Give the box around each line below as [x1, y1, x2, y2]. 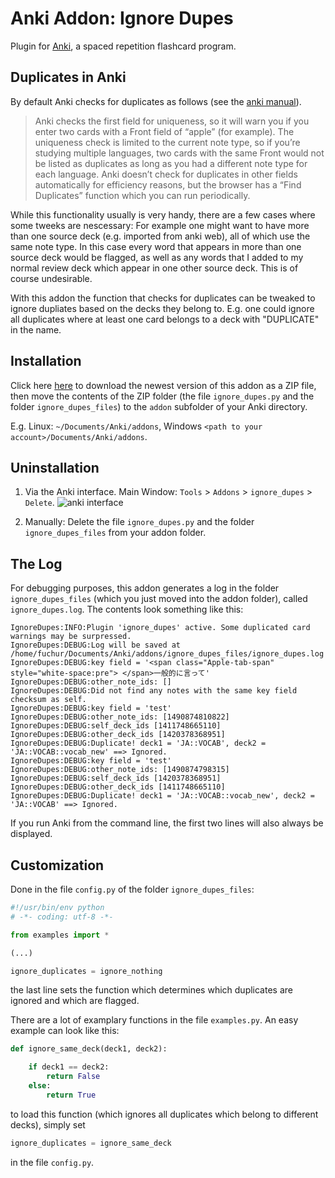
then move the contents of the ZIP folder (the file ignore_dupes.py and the [10, 390, 315, 402]
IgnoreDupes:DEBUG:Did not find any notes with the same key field [10, 686, 298, 696]
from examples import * [10, 930, 110, 940]
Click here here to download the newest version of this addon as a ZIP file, [10, 379, 317, 391]
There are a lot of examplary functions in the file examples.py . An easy [10, 1014, 299, 1026]
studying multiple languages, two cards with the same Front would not [34, 147, 325, 159]
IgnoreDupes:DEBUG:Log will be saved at [10, 640, 182, 651]
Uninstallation [10, 459, 100, 476]
